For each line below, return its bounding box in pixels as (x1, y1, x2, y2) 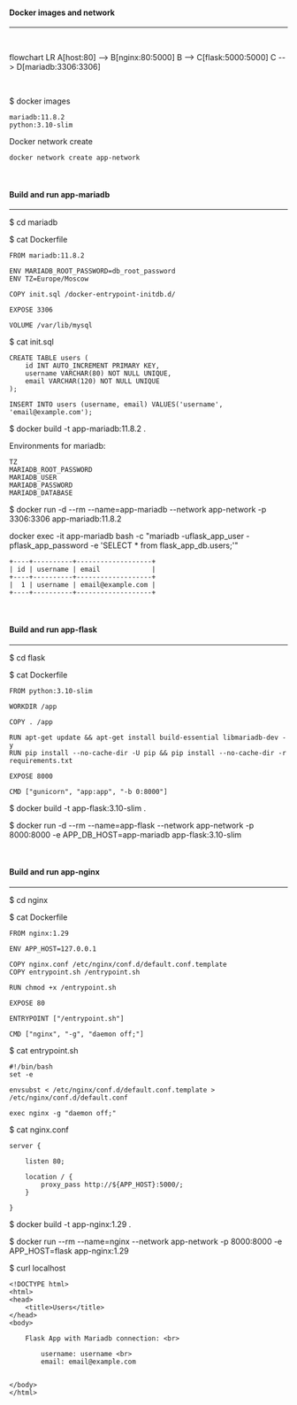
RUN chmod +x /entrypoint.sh (9, 983, 117, 992)
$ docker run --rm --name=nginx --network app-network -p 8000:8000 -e (9, 1236, 283, 1247)
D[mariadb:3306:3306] (16, 62, 102, 73)
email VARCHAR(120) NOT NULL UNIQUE (25, 377, 161, 386)
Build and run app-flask (9, 624, 97, 635)
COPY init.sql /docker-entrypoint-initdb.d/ (9, 290, 176, 299)
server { (9, 1141, 42, 1150)
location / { (25, 1172, 73, 1181)
